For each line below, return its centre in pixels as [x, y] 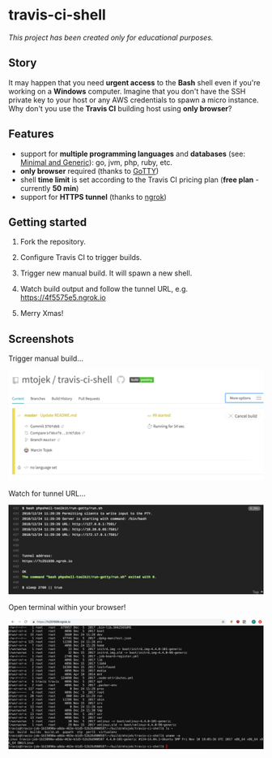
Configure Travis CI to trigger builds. [81, 258]
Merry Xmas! [42, 314]
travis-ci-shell [57, 15]
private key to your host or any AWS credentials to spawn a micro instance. [134, 100]
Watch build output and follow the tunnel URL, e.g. [104, 289]
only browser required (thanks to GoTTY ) [89, 171]
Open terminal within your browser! [67, 608]
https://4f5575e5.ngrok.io [63, 297]
